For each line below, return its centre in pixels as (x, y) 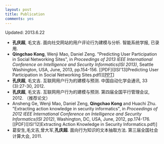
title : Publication (25, 14)
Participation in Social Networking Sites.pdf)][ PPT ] (63, 75)
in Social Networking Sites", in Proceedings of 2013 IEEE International (82, 60)
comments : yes (20, 19)
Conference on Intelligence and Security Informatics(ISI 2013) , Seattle (83, 64)
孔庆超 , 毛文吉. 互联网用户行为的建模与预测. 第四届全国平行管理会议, (81, 92)
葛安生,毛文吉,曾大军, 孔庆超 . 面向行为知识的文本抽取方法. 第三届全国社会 (85, 130)
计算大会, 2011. (27, 136)
